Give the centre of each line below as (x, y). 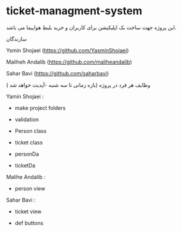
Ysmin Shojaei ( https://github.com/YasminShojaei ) (68, 50)
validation (27, 119)
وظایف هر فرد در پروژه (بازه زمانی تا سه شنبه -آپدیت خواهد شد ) (78, 85)
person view (30, 188)
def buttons (29, 223)
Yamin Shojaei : (25, 96)
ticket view (28, 211)
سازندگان (17, 39)
